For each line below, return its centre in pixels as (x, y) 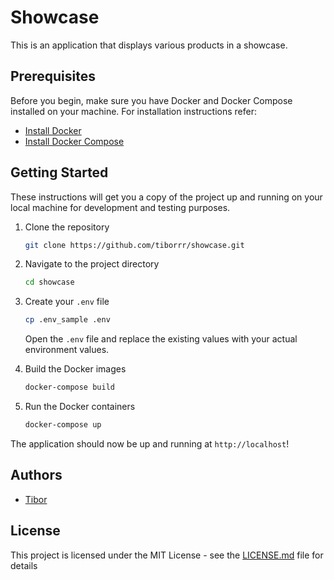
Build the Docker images (75, 369)
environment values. (67, 350)
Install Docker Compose (74, 141)
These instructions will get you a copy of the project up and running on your (166, 197)
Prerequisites (53, 76)
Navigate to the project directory (92, 264)
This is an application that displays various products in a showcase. (149, 45)
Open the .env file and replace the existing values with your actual (161, 339)
